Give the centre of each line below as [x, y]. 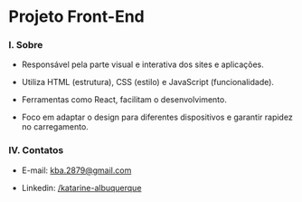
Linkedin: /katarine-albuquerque [81, 188]
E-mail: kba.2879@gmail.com [76, 170]
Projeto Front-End [77, 17]
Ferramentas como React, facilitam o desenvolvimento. [124, 100]
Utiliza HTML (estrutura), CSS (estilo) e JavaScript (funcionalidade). [148, 82]
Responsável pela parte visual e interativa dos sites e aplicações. [142, 64]
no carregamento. [55, 127]
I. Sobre [26, 45]
